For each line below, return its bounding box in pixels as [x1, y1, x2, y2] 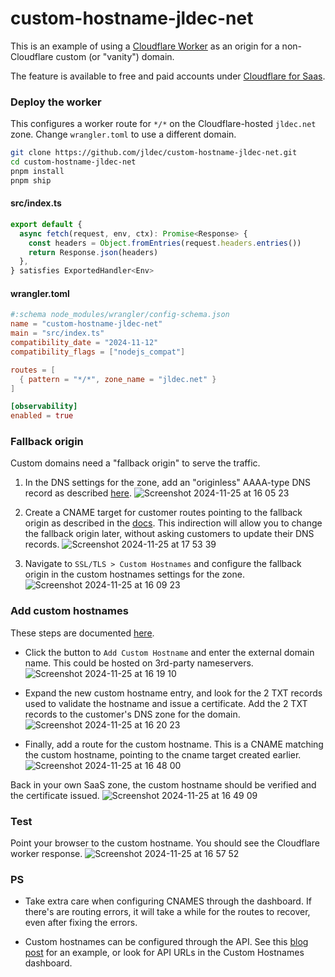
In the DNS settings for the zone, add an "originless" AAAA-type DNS [24, 477, 312, 489]
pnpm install [10, 166, 65, 176]
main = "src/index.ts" [10, 328, 105, 339]
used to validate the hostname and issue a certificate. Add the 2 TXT [24, 697, 308, 709]
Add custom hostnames [10, 604, 129, 618]
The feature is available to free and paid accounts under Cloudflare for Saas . [10, 70, 326, 82]
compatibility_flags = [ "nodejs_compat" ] [10, 347, 186, 357]
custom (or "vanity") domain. [55, 50, 175, 62]
